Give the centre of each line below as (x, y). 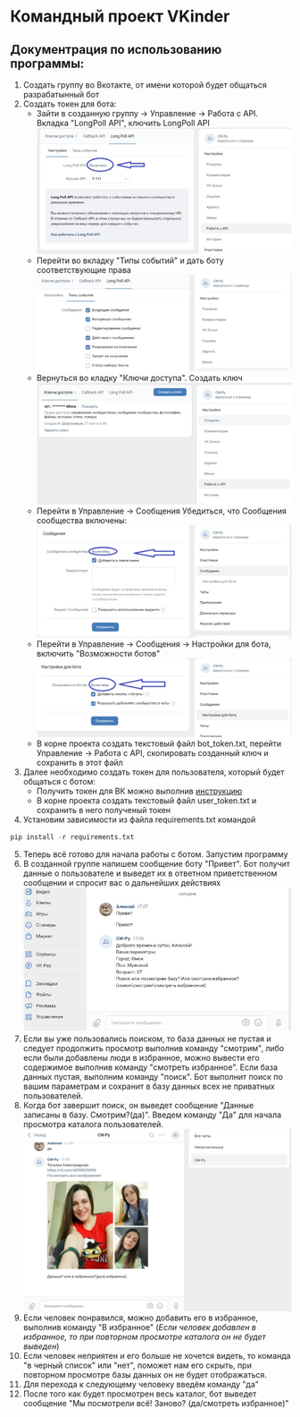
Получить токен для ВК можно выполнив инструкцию (139, 791)
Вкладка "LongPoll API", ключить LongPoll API (123, 123)
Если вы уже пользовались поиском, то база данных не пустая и (147, 1039)
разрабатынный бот (61, 94)
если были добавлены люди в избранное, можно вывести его (141, 1057)
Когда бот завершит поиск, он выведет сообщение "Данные (138, 1105)
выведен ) (41, 1346)
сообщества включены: (82, 520)
